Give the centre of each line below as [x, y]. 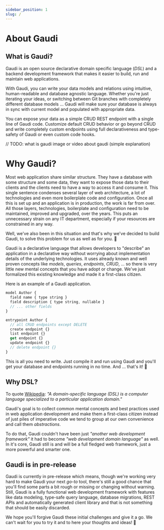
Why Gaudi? [31, 164]
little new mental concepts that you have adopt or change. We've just [75, 269]
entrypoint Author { [27, 320]
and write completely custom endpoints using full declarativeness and [76, 129]
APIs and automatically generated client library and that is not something [79, 503]
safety [12, 134]
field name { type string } [39, 297]
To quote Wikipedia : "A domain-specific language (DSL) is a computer [77, 394]
